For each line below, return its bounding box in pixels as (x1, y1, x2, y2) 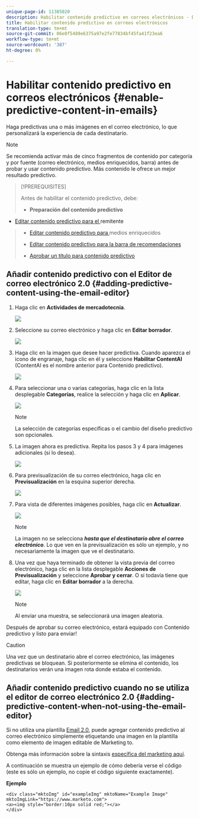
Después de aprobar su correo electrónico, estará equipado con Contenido (6, 624, 190, 631)
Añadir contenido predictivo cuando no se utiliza (6, 682, 190, 693)
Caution (6, 641, 25, 649)
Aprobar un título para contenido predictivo (29, 252, 135, 259)
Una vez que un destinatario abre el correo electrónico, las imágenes (6, 653, 175, 660)
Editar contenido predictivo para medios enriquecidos (29, 229, 161, 236)
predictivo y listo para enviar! (6, 630, 77, 637)
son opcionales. (14, 431, 54, 438)
